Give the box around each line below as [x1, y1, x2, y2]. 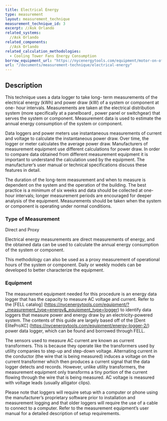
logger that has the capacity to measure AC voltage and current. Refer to [5, 296, 155, 302]
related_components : [5, 40, 48, 45]
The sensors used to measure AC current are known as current [5, 337, 134, 343]
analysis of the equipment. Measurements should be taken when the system [5, 198, 162, 204]
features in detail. [5, 167, 41, 173]
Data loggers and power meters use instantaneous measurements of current [5, 130, 162, 136]
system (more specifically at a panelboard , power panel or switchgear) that [5, 110, 161, 116]
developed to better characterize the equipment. [5, 267, 104, 273]
